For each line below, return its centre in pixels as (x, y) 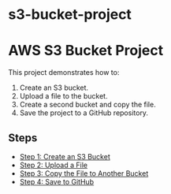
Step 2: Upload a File (54, 165)
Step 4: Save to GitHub (57, 181)
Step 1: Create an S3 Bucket (65, 156)
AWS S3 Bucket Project (86, 51)
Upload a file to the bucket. (63, 96)
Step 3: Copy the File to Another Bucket (84, 173)
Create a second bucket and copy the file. (87, 105)
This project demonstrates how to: (64, 73)
